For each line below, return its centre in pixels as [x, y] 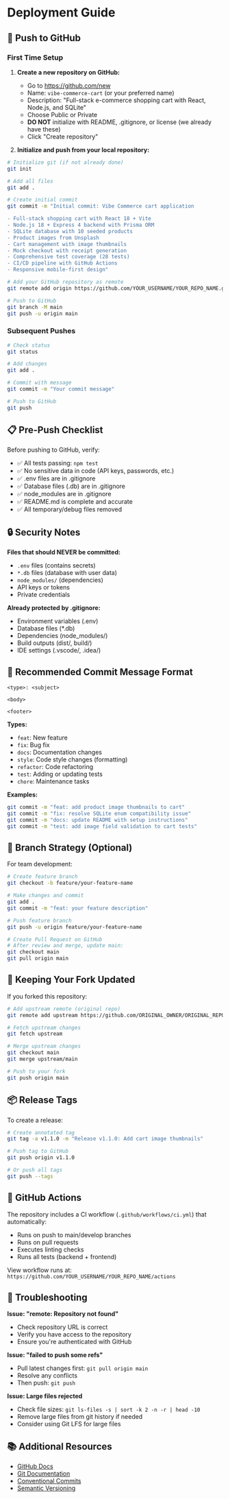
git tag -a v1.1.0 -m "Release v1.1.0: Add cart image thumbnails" [105, 1139]
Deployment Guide [61, 13]
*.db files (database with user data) [67, 573]
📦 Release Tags [42, 1100]
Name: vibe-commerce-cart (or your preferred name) [101, 93]
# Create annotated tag [41, 1132]
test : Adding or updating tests [60, 774]
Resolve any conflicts [47, 1376]
